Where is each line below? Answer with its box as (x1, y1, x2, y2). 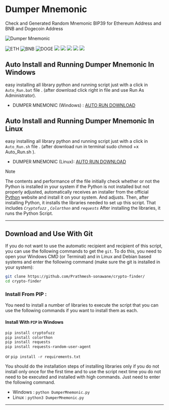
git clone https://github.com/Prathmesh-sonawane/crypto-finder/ (5, 274, 145, 279)
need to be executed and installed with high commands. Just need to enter (5, 374, 160, 380)
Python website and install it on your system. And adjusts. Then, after (5, 194, 149, 200)
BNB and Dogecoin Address (5, 25, 63, 31)
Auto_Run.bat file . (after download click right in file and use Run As (5, 87, 144, 93)
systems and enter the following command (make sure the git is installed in (5, 259, 160, 265)
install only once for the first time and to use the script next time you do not (5, 369, 161, 375)
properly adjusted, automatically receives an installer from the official (5, 189, 149, 195)
